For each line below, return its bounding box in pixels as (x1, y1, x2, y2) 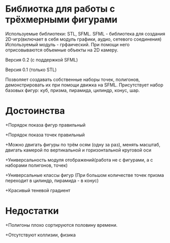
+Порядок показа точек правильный (5, 132, 85, 138)
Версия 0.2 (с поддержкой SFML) (5, 56, 78, 63)
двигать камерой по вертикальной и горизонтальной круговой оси (5, 147, 152, 153)
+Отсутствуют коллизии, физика (5, 232, 76, 238)
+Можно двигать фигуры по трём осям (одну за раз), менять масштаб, (5, 141, 161, 147)
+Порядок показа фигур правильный (5, 121, 86, 128)
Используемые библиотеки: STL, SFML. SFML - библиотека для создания (5, 31, 165, 37)
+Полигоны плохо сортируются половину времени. (5, 222, 118, 228)
